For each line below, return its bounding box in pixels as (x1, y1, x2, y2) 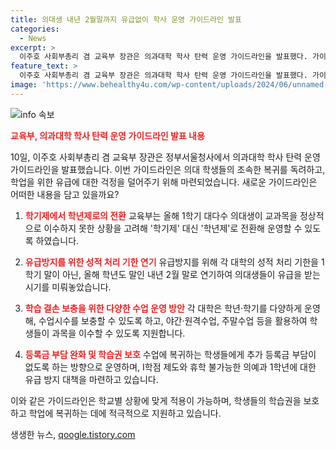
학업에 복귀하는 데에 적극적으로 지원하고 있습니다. (28, 407, 222, 419)
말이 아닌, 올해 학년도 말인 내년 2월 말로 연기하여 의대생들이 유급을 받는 (43, 268, 321, 280)
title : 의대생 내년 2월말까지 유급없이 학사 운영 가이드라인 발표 (10, 14, 242, 25)
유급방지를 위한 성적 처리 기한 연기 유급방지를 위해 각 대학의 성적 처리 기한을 (24, 256, 319, 268)
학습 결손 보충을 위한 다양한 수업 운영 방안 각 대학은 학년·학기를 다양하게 (24, 302, 303, 314)
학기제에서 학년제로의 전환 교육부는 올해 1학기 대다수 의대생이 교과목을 (24, 209, 298, 221)
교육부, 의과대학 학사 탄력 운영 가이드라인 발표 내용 (10, 129, 205, 141)
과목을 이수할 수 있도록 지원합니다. (51, 327, 186, 339)
